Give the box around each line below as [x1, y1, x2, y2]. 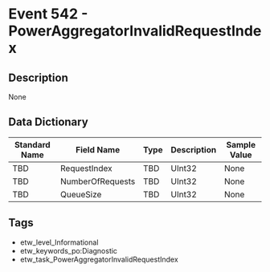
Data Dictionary [8, 116, 88, 129]
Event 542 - [8, 5, 88, 23]
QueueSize [59, 189, 102, 200]
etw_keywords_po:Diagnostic [19, 246, 118, 255]
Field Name [76, 144, 121, 155]
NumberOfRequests [59, 176, 136, 187]
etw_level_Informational [19, 237, 99, 247]
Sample [226, 139, 256, 150]
